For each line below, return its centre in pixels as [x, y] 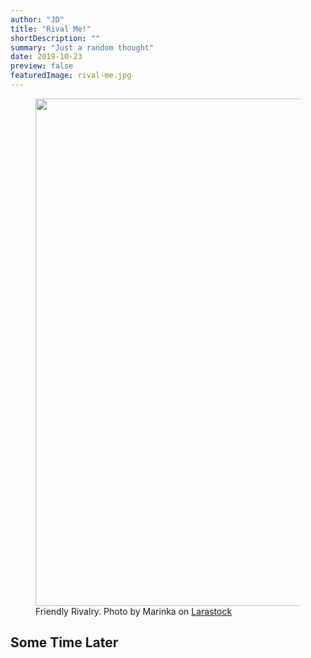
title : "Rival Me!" [51, 29]
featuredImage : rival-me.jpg [71, 76]
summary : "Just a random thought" [82, 47]
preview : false [42, 66]
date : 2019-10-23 [46, 57]
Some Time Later [64, 642]
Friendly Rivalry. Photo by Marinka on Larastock [134, 611]
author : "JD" [37, 19]
